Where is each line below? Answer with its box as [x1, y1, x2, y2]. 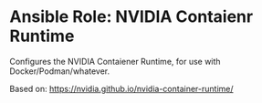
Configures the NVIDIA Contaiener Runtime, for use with [9, 56, 221, 67]
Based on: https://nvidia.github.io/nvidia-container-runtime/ [9, 83, 234, 94]
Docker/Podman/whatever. [9, 66, 110, 77]
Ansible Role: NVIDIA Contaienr [9, 6, 254, 27]
